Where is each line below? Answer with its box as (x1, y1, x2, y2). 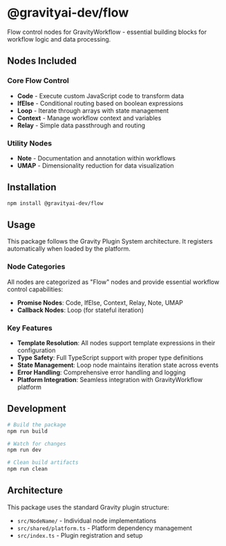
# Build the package (7, 421, 67, 428)
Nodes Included (7, 55, 77, 67)
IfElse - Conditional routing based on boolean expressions (17, 99, 184, 107)
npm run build (7, 428, 48, 435)
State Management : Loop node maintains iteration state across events (17, 361, 219, 370)
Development (7, 403, 67, 415)
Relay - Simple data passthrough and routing (17, 121, 146, 129)
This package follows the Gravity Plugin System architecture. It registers (7, 237, 213, 246)
